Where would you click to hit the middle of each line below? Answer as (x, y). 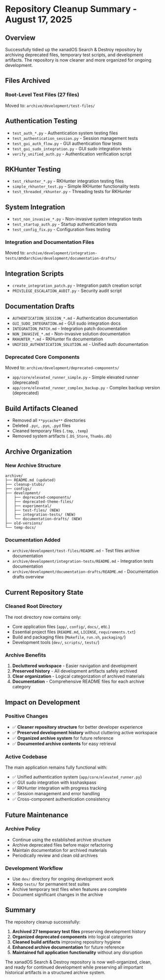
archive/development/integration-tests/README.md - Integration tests (83, 561)
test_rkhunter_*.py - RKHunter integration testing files (68, 181)
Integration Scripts (34, 274)
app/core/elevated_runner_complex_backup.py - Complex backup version (86, 388)
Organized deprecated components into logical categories (72, 937)
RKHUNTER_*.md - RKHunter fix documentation (58, 339)
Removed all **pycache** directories (49, 420)
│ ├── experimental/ (28, 506)
